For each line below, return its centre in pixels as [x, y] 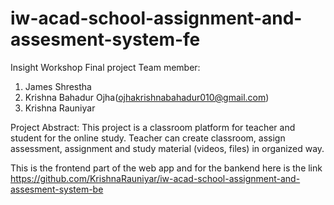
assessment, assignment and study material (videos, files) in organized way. [167, 148]
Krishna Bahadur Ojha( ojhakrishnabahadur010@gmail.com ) [147, 97]
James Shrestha [58, 86]
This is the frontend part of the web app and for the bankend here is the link [166, 168]
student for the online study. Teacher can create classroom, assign [148, 138]
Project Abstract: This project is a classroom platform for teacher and [153, 127]
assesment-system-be [57, 189]
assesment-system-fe [105, 39]
